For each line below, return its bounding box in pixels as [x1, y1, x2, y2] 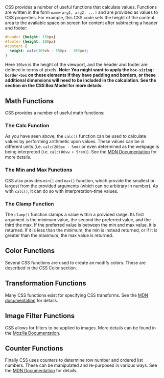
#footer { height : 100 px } [5, 39, 56, 44]
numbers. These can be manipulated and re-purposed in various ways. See [5, 362, 158, 368]
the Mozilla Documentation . [5, 330, 61, 336]
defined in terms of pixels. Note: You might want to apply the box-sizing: [5, 67, 155, 73]
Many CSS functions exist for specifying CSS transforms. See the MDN [5, 292, 148, 298]
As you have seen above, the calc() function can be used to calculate [5, 133, 146, 139]
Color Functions [5, 247, 55, 255]
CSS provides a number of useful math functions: [5, 110, 105, 116]
